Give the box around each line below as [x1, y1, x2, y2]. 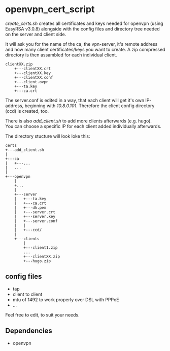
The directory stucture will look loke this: [5, 133, 90, 139]
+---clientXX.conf [14, 75, 53, 80]
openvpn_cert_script [5, 4, 95, 15]
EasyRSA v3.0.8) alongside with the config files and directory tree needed [5, 25, 160, 31]
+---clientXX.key [14, 70, 51, 76]
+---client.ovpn [14, 79, 49, 84]
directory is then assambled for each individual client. [5, 52, 118, 58]
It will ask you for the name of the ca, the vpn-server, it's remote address [5, 41, 158, 47]
